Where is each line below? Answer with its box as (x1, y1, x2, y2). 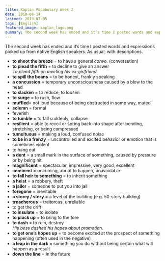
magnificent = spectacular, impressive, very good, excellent (12, 162, 135, 168)
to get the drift (12, 204, 42, 210)
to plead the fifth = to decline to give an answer (12, 63, 110, 69)
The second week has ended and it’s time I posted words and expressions (5, 44, 155, 49)
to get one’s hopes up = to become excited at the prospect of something (12, 230, 160, 236)
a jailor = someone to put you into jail (12, 183, 87, 189)
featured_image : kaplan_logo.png (5, 26, 74, 30)
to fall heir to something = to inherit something (12, 173, 108, 179)
